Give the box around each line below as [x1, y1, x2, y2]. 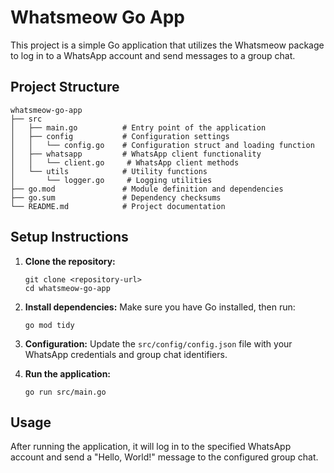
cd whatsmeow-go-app [24, 283, 111, 293]
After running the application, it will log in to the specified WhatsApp [10, 441, 292, 453]
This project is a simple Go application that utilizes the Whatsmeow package [10, 39, 325, 51]
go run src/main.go [24, 387, 107, 397]
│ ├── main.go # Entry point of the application [10, 122, 267, 133]
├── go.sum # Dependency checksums [10, 192, 222, 203]
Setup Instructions [10, 229, 129, 246]
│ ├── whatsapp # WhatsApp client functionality [10, 149, 262, 159]
